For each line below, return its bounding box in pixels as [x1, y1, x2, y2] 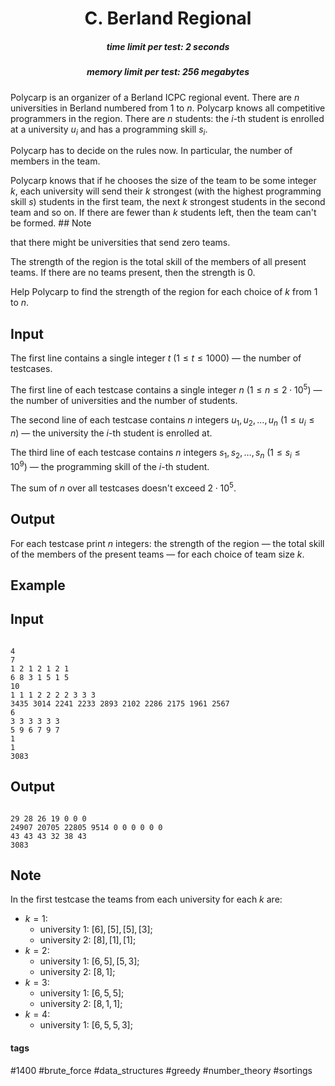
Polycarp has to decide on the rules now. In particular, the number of [10, 145, 293, 157]
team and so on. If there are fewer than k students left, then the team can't [10, 207, 317, 219]
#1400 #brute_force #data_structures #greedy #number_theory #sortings [10, 1064, 313, 1076]
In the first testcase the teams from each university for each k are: [10, 893, 283, 906]
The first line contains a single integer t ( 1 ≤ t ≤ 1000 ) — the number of [10, 352, 302, 364]
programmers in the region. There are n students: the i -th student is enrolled [10, 112, 325, 124]
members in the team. [10, 155, 101, 167]
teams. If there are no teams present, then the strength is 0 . [10, 267, 256, 279]
